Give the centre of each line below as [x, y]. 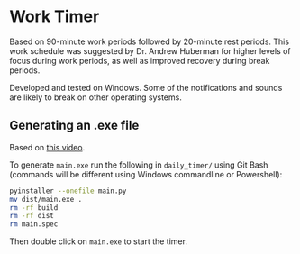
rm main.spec [34, 224]
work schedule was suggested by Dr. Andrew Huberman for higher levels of [150, 50]
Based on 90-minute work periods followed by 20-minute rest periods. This [150, 41]
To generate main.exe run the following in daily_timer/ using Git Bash [139, 165]
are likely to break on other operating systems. [95, 97]
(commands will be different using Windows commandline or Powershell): [146, 174]
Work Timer [55, 17]
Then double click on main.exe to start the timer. [98, 241]
